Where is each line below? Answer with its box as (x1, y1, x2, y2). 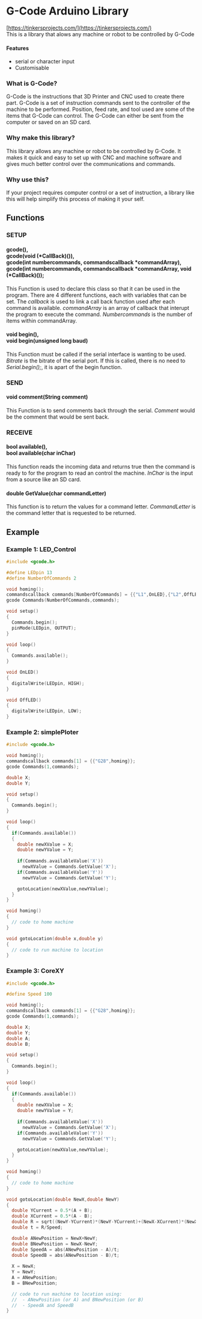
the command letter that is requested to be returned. (6, 510, 136, 517)
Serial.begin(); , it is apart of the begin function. (6, 363, 122, 370)
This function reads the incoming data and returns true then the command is (6, 463, 195, 470)
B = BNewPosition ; (11, 1280, 58, 1286)
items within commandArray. (6, 317, 77, 324)
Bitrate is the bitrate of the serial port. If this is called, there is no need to (6, 357, 186, 364)
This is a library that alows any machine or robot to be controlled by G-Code (6, 30, 195, 37)
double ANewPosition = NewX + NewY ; (11, 1235, 98, 1241)
